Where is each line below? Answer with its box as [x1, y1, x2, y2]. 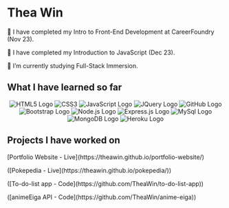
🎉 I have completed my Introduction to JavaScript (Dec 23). [7, 48, 175, 56]
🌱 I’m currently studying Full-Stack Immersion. [7, 61, 139, 70]
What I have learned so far [7, 81, 122, 94]
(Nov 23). [7, 34, 34, 43]
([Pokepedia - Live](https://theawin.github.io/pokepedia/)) [7, 166, 172, 174]
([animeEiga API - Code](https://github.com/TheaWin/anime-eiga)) [7, 193, 197, 201]
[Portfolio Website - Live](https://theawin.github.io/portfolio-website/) [7, 153, 205, 161]
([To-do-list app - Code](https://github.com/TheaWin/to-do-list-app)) [7, 179, 204, 187]
